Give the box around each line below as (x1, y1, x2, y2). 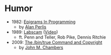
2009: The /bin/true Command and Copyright (11, 39, 103, 45)
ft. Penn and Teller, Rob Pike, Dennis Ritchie (18, 34, 106, 40)
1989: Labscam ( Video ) (11, 29, 58, 35)
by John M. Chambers (18, 44, 63, 50)
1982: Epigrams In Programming (11, 19, 76, 25)
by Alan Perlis (18, 24, 47, 29)
